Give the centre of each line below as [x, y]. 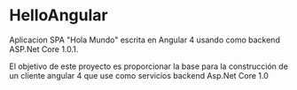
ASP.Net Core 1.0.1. [44, 49]
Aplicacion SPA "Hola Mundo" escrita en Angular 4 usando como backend [145, 40]
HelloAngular [59, 15]
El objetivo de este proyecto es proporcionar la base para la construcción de [148, 66]
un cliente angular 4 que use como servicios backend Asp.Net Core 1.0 [139, 75]
